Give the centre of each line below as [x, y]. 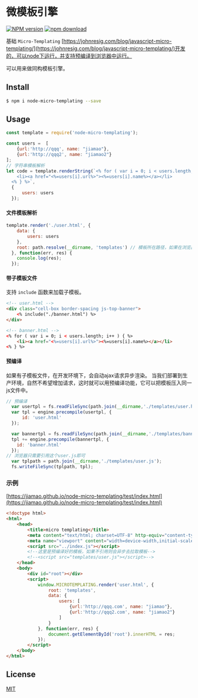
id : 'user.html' [42, 418]
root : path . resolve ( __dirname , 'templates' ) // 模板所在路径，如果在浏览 [104, 247]
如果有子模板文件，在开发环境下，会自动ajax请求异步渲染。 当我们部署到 [94, 375]
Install [18, 87]
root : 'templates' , [72, 590]
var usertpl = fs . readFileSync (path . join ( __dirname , [77, 407]
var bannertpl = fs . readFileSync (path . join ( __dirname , [80, 434]
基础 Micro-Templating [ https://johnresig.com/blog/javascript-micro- [89, 41]
